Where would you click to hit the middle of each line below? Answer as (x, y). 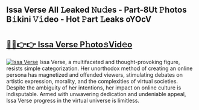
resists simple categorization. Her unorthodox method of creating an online (99, 68)
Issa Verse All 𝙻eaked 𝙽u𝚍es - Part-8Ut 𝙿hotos (96, 10)
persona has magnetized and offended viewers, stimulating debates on (94, 75)
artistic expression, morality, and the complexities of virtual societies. (92, 81)
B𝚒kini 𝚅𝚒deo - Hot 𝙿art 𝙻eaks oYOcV (79, 20)
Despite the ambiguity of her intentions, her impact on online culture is (94, 88)
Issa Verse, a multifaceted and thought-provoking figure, (110, 62)
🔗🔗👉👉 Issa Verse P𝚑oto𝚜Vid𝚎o (69, 44)
